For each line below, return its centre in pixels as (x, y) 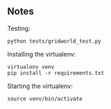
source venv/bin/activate (45, 99)
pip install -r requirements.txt (56, 73)
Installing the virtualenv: (42, 54)
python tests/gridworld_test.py (54, 41)
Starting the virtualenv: (40, 86)
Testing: (19, 28)
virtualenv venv (31, 67)
